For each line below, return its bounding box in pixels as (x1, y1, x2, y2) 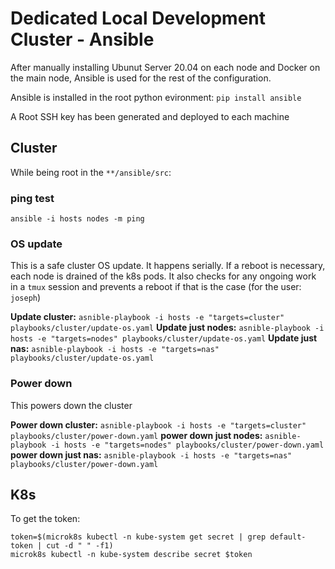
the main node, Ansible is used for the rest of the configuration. (10, 72, 272, 84)
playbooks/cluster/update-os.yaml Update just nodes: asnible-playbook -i (10, 322, 325, 334)
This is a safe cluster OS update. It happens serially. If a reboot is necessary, (10, 260, 326, 272)
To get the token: (10, 513, 81, 525)
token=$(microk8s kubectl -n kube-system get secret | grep (10, 532, 267, 542)
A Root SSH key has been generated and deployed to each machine (10, 110, 290, 122)
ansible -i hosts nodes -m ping (10, 214, 145, 224)
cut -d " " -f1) (46, 541, 114, 551)
